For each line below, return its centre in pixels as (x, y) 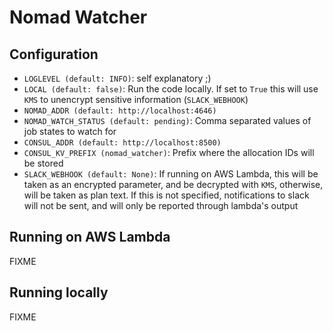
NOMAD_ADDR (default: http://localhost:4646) (120, 111)
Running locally (59, 292)
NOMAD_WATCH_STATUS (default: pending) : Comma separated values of (167, 120)
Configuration (54, 54)
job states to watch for (70, 131)
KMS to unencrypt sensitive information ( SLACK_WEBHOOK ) (136, 99)
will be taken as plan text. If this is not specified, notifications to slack (166, 195)
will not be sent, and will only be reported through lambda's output (161, 205)
